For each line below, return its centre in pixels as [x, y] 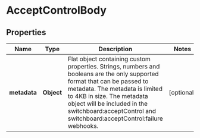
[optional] [182, 92]
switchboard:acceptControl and [112, 111]
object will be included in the [107, 103]
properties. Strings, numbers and [114, 66]
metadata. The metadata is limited [115, 89]
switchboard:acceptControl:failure [115, 118]
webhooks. [83, 126]
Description [115, 49]
